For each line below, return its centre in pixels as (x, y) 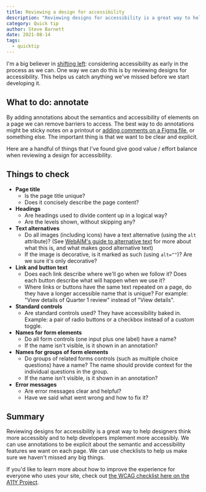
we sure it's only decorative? (61, 260)
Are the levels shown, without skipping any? (80, 222)
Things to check (38, 174)
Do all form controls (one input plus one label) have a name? (100, 339)
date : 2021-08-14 (29, 35)
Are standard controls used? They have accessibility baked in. (103, 312)
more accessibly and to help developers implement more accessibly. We (98, 438)
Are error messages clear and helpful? (73, 391)
